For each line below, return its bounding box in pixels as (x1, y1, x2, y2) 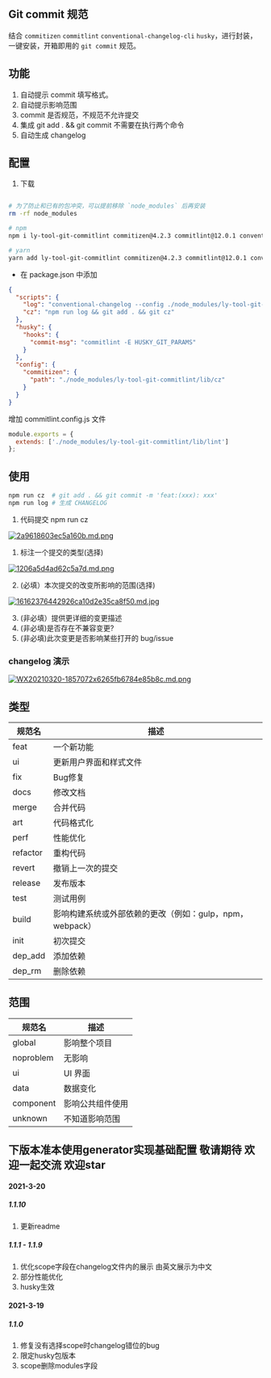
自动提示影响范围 (19, 99, 77, 109)
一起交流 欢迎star (19, 1158, 106, 1172)
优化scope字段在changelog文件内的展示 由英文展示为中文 (19, 1262, 212, 1271)
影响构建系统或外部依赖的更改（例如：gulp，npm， (52, 908, 248, 919)
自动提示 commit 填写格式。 (19, 90, 113, 99)
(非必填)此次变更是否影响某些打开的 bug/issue (19, 633, 174, 643)
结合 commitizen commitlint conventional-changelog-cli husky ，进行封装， (8, 31, 257, 40)
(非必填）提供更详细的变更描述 (19, 613, 123, 622)
